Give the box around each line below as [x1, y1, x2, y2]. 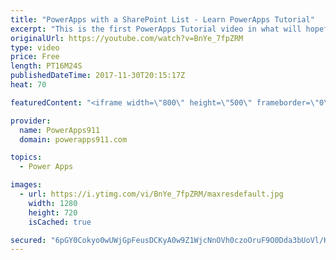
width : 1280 [28, 198, 78, 208]
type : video [10, 42, 60, 53]
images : [10, 180, 43, 190]
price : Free [10, 52, 60, 62]
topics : [10, 152, 43, 163]
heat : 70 [10, 80, 47, 90]
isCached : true [28, 217, 92, 227]
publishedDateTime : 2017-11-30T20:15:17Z [10, 71, 186, 81]
